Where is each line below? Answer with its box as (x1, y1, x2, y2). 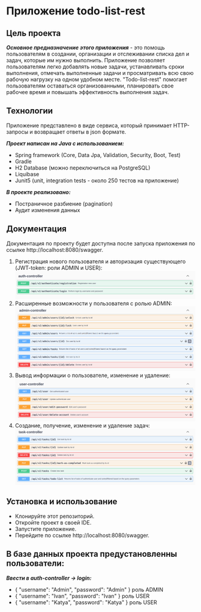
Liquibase (14, 170, 40, 177)
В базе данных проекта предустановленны (6, 549, 178, 559)
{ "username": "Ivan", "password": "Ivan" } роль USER (14, 592, 150, 599)
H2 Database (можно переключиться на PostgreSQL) (14, 164, 151, 171)
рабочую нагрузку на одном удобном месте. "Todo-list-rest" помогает (6, 76, 187, 83)
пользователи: (6, 559, 65, 569)
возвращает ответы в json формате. (34, 128, 127, 135)
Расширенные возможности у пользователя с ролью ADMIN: (14, 300, 172, 307)
